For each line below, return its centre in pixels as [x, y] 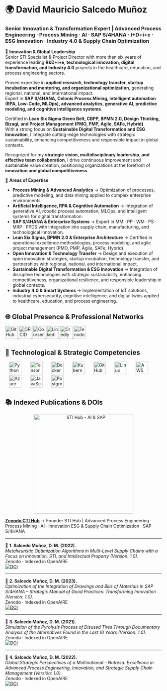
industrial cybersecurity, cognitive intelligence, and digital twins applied [85, 296]
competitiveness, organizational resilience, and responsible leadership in [87, 280]
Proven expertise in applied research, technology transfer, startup [74, 83]
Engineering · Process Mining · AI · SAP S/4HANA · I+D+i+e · [79, 35]
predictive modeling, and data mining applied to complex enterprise [82, 195]
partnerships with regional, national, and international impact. [75, 264]
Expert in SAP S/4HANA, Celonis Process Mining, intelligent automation [81, 99]
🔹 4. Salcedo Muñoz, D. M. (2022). [41, 657]
